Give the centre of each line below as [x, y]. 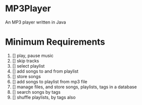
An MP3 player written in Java [36, 22]
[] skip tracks [26, 61]
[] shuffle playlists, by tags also [44, 97]
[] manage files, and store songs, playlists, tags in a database [74, 87]
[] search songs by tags [36, 92]
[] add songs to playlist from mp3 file [50, 81]
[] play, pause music [33, 55]
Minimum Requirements [55, 42]
